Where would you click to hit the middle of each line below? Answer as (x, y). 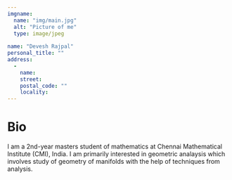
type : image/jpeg (39, 33)
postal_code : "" (44, 86)
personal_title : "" (36, 53)
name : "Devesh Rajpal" (40, 46)
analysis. (20, 169)
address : (20, 60)
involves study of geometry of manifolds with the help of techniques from (114, 162)
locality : (34, 92)
